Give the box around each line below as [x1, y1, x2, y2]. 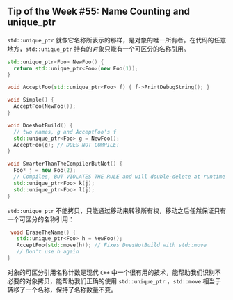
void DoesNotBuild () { [7, 122, 73, 129]
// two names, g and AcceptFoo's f [13, 128, 117, 135]
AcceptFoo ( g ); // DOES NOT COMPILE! [13, 141, 120, 148]
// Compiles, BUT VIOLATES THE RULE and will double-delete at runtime [13, 173, 226, 180]
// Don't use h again [16, 248, 79, 255]
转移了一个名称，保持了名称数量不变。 [7, 285, 117, 294]
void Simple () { [7, 97, 54, 104]
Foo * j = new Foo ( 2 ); [13, 167, 77, 174]
